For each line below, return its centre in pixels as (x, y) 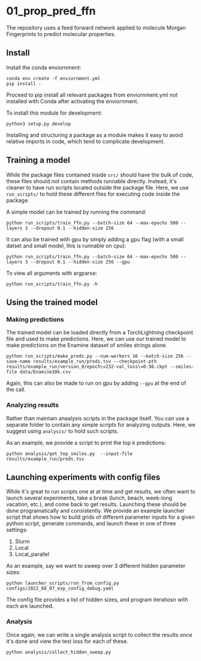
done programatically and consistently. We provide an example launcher (95, 511)
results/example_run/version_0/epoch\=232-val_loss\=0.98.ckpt (87, 367)
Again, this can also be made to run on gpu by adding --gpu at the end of (96, 383)
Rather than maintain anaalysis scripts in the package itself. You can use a (98, 418)
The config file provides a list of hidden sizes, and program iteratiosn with (97, 600)
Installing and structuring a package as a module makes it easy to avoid (94, 135)
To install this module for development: (54, 113)
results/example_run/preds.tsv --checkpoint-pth (95, 361)
